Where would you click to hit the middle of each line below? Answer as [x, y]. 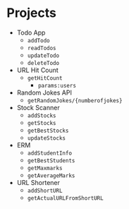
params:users [57, 85]
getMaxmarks [45, 168]
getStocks [42, 123]
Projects [32, 13]
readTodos [42, 48]
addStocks [42, 115]
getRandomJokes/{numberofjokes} [75, 100]
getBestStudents [51, 160]
